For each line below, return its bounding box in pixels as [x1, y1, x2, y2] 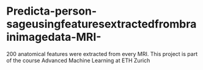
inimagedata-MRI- [6, 30, 102, 44]
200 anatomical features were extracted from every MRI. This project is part [6, 50, 197, 57]
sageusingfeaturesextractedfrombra [6, 17, 197, 31]
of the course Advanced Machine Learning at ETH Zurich [6, 57, 150, 64]
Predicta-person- [6, 4, 97, 18]
